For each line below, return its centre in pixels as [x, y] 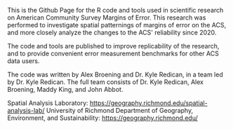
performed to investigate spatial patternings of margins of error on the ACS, [117, 25]
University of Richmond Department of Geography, [120, 110]
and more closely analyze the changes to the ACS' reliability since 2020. [112, 32]
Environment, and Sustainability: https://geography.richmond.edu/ [102, 118]
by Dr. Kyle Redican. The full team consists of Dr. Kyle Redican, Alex [105, 82]
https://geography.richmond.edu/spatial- [149, 103]
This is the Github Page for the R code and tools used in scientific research [115, 10]
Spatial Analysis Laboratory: [48, 103]
